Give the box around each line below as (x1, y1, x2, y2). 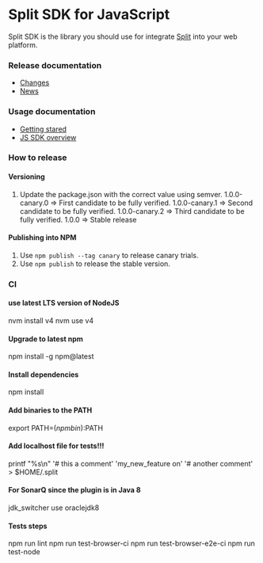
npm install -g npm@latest (8, 352, 94, 361)
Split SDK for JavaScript (8, 6, 170, 24)
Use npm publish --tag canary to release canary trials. (19, 250, 199, 260)
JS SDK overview (19, 132, 77, 142)
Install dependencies (8, 370, 79, 379)
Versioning (8, 172, 45, 181)
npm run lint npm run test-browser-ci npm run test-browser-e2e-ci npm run (8, 538, 256, 548)
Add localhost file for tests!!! (8, 441, 105, 451)
